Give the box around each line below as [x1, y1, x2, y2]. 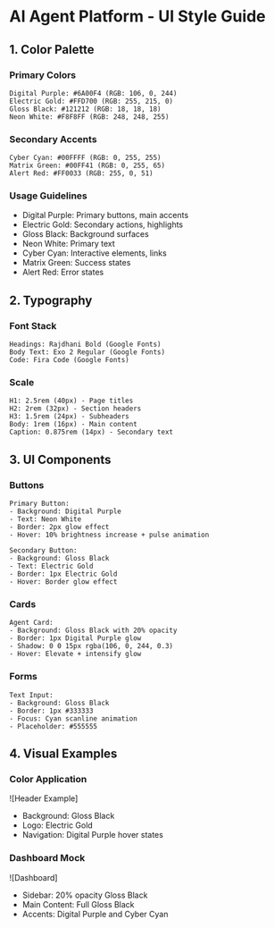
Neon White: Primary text [21, 239, 116, 249]
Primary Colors [9, 69, 77, 81]
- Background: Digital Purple [9, 507, 122, 516]
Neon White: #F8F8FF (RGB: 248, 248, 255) [9, 112, 170, 122]
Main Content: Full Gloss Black [21, 898, 136, 909]
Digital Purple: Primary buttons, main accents [21, 210, 189, 221]
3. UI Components [9, 451, 112, 467]
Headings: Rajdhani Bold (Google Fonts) [9, 340, 162, 350]
